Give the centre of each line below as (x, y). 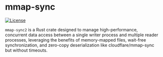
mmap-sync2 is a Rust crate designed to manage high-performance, (72, 29)
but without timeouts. (26, 50)
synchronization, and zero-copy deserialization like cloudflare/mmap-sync (80, 45)
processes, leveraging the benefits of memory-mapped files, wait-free (76, 40)
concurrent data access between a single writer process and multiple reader (82, 35)
